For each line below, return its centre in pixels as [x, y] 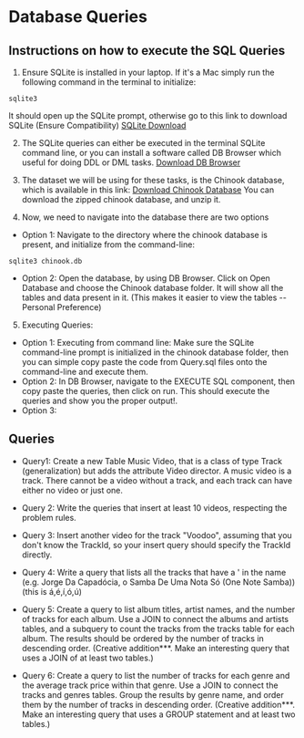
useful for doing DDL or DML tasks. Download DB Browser [131, 162]
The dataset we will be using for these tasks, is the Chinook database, [153, 180]
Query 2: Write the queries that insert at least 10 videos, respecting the [154, 507]
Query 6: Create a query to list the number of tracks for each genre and [156, 675]
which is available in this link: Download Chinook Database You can [148, 190]
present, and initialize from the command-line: [108, 244]
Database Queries [78, 17]
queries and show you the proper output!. [100, 400]
